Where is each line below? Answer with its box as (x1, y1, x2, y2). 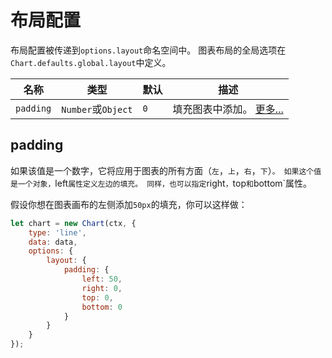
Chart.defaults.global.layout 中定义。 (10, 56, 172, 68)
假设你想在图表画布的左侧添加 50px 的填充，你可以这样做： (10, 198, 248, 210)
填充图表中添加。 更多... (172, 102, 284, 116)
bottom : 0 (81, 302, 123, 312)
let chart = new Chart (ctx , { (10, 218, 137, 228)
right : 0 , (81, 283, 123, 293)
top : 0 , (81, 292, 114, 303)
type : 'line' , (28, 227, 87, 238)
